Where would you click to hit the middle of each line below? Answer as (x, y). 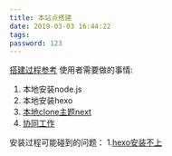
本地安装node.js (53, 89)
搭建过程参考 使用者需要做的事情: (71, 70)
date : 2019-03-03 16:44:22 (60, 26)
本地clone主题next (57, 112)
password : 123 (36, 43)
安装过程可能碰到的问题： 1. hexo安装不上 (86, 142)
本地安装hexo (48, 101)
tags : (19, 34)
